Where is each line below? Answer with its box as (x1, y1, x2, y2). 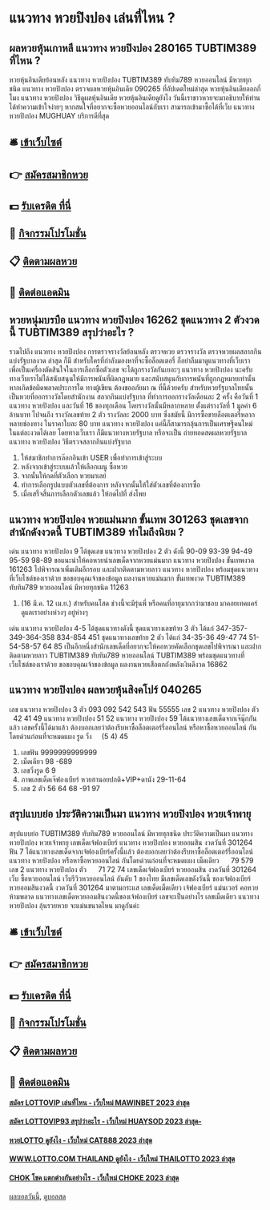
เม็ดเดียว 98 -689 (20, 756, 73, 766)
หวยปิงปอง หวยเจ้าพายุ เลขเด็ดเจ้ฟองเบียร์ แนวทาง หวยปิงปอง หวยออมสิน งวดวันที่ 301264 (9, 838, 253, 847)
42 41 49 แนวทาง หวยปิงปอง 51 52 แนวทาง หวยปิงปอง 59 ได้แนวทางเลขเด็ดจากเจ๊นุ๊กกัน (12, 714, 257, 723)
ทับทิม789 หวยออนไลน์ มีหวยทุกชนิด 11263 (9, 582, 129, 592)
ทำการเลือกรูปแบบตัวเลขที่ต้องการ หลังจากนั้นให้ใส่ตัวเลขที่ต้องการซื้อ (20, 480, 201, 489)
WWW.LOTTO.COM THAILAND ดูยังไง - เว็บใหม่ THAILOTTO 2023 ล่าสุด (9, 1154, 236, 1164)
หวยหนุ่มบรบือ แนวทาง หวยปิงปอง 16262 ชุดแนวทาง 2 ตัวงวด (9, 313, 260, 327)
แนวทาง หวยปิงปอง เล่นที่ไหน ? (9, 9, 175, 27)
